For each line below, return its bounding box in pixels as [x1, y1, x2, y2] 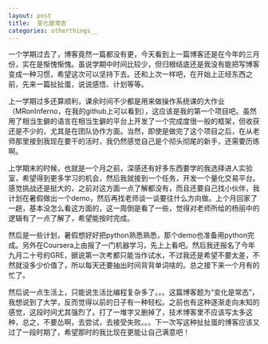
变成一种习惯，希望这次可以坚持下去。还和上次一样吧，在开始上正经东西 [8, 70, 246, 79]
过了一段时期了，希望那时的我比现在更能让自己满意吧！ [8, 327, 190, 337]
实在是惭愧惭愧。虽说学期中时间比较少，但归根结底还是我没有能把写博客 [22, 59, 260, 69]
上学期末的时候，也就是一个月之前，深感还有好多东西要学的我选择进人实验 [8, 163, 253, 173]
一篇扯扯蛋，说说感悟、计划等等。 [35, 79, 148, 89]
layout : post [8, 11, 52, 20]
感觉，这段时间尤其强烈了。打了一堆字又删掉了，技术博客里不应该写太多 [8, 307, 246, 317]
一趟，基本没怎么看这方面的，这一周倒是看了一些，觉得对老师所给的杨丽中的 [8, 203, 260, 213]
